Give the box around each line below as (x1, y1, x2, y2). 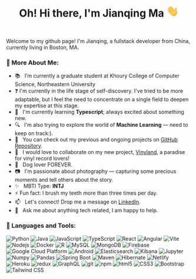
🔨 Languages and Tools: (6, 222, 77, 230)
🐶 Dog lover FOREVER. (14, 161, 72, 168)
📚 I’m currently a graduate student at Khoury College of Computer (14, 73, 180, 80)
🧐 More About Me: (6, 58, 59, 67)
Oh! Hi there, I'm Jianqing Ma (19, 6, 165, 20)
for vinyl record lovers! (14, 155, 69, 162)
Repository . (14, 142, 43, 149)
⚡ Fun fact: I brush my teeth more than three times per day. (14, 189, 158, 196)
